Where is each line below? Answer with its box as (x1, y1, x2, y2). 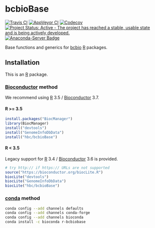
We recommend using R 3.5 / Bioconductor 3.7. (5, 95, 100, 101)
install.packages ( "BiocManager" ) (5, 117, 73, 122)
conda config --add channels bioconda (5, 215, 84, 220)
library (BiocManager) (5, 121, 49, 126)
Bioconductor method (5, 84, 58, 90)
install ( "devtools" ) (5, 125, 47, 130)
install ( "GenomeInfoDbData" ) (5, 130, 64, 135)
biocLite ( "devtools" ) (5, 174, 49, 179)
